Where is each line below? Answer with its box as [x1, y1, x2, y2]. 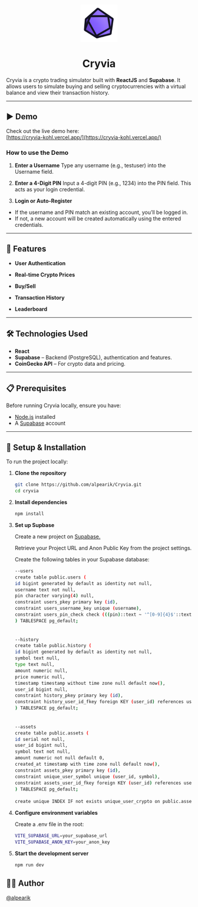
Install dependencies [14, 499, 68, 506]
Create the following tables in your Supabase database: [14, 555, 150, 563]
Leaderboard [14, 305, 48, 313]
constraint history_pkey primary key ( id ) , [14, 693, 124, 698]
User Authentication [14, 259, 66, 266]
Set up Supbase [14, 521, 55, 528]
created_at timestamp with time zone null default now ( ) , [14, 761, 160, 768]
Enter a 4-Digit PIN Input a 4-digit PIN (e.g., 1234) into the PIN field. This [14, 180, 192, 187]
